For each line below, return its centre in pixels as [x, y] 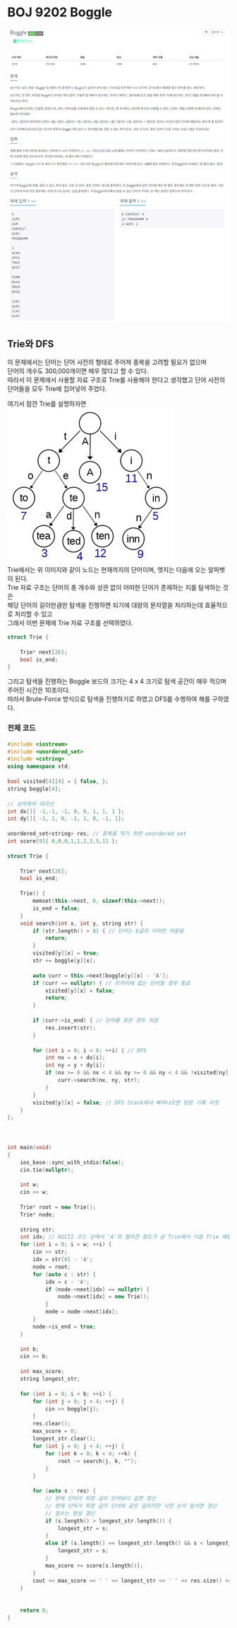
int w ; [30, 1185]
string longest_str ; [50, 1379]
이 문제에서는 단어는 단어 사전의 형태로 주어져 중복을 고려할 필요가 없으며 [107, 362]
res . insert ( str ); [71, 1028]
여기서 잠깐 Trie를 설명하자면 [47, 404]
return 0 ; [35, 1611]
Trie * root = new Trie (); [58, 1207]
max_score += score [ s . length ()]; [94, 1566]
